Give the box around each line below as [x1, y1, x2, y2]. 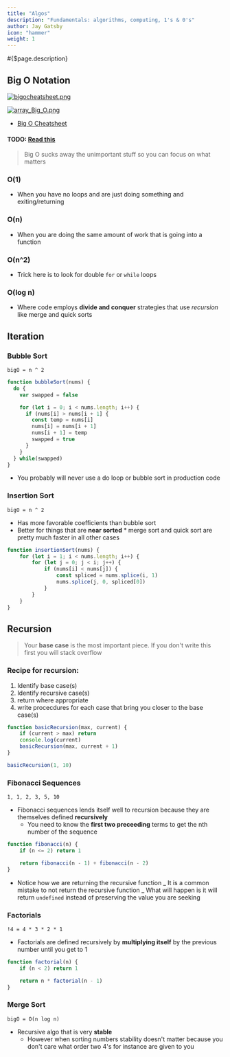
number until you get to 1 [16, 945, 88, 953]
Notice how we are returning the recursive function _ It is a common [16, 878, 209, 887]
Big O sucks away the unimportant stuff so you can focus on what [23, 151, 211, 159]
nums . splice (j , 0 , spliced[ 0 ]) [56, 579, 146, 586]
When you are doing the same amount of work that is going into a [16, 230, 203, 238]
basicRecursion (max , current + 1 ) [19, 743, 118, 750]
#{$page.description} [7, 54, 69, 63]
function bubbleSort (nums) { [7, 379, 91, 386]
